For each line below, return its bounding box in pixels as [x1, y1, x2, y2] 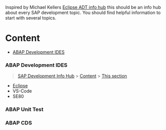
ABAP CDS [5, 119, 32, 126]
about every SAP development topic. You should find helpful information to [5, 10, 161, 16]
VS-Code [12, 88, 32, 94]
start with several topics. [5, 15, 57, 21]
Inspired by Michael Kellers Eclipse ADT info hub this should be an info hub [5, 5, 161, 10]
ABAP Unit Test [5, 106, 44, 113]
